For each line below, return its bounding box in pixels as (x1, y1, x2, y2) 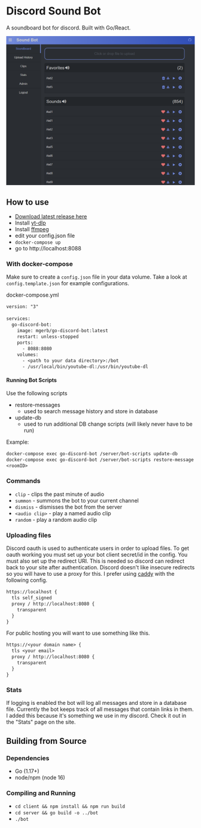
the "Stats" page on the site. (6, 719, 76, 726)
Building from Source (6, 736, 87, 746)
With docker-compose (6, 259, 73, 268)
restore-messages (14, 401, 61, 409)
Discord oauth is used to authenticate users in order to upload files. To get (6, 545, 190, 552)
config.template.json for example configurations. (6, 280, 130, 287)
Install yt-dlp (14, 219, 46, 226)
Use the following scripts (6, 390, 68, 397)
